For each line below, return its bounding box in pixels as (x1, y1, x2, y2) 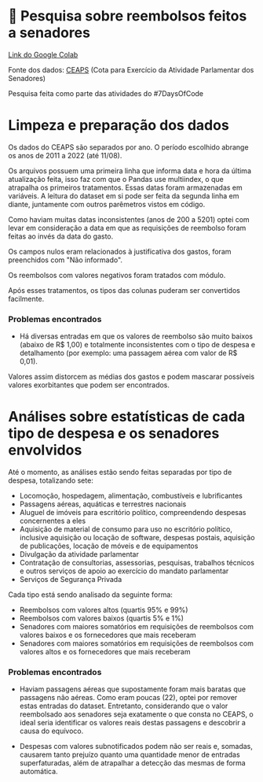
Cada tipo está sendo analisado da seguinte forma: (8, 590, 173, 599)
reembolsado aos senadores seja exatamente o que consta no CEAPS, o (19, 710, 254, 719)
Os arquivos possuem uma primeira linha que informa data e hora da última (8, 165, 251, 176)
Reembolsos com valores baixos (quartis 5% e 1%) (19, 613, 184, 623)
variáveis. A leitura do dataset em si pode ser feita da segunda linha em (8, 191, 239, 200)
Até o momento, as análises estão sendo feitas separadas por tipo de (8, 468, 232, 477)
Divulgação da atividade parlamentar (19, 550, 139, 559)
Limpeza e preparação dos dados (8, 117, 229, 135)
